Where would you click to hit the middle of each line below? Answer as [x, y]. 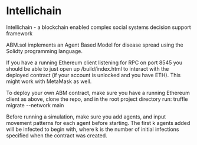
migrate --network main [35, 105]
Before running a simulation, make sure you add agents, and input [86, 117]
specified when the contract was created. [57, 135]
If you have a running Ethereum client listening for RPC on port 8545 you [94, 62]
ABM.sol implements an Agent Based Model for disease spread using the [95, 45]
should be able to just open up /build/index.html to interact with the [88, 68]
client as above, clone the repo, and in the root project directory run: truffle [97, 99]
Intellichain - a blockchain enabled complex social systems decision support [99, 27]
